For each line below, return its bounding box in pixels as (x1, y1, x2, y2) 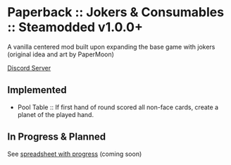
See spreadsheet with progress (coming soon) (7, 149, 142, 158)
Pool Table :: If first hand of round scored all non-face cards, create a (17, 103, 219, 111)
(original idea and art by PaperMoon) (7, 50, 115, 59)
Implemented (7, 84, 67, 96)
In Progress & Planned (7, 131, 106, 143)
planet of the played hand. (17, 110, 94, 118)
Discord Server (7, 63, 51, 72)
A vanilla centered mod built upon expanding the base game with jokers (7, 42, 216, 51)
